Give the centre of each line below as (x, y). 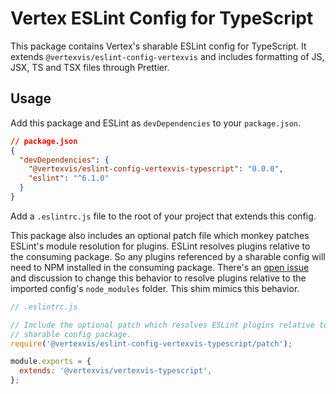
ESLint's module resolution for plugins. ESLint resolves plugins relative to (160, 246)
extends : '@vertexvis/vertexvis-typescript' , (116, 371)
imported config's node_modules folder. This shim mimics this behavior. (155, 288)
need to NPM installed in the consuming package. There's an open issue (160, 267)
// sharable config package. (71, 334)
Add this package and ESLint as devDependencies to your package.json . (155, 123)
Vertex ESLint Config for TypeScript (162, 18)
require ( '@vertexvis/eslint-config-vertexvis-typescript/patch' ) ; (151, 343)
